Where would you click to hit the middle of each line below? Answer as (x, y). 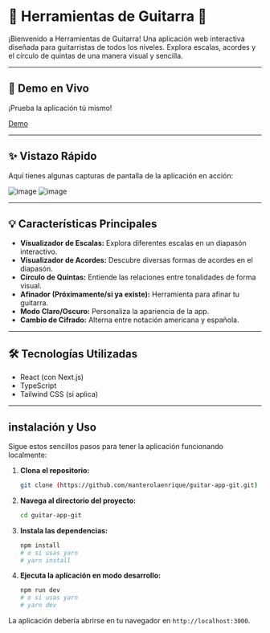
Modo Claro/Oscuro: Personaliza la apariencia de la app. (115, 312)
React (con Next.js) (52, 378)
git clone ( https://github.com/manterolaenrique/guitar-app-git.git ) (139, 485)
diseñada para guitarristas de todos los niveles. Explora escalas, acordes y (132, 47)
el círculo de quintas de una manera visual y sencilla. (96, 55)
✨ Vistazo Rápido (53, 156)
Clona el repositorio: (55, 470)
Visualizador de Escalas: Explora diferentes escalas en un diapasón (133, 243)
